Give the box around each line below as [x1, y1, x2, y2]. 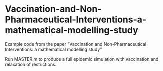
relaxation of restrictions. [5, 61, 57, 67]
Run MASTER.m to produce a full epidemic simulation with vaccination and [5, 56, 159, 62]
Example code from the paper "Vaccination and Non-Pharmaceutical [5, 41, 146, 47]
